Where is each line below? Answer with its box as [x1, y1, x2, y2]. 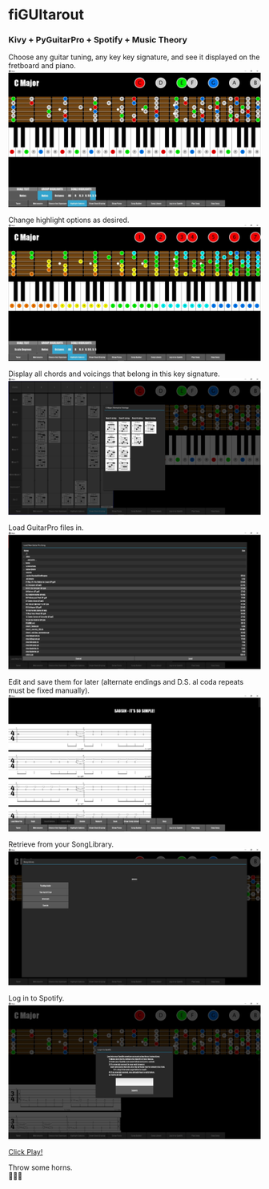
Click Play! [8, 1147, 43, 1157]
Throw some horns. [8, 1163, 73, 1172]
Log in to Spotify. [8, 993, 65, 1003]
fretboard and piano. [8, 61, 76, 71]
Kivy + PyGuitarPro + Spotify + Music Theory [8, 34, 188, 46]
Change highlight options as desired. [8, 215, 130, 224]
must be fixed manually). [8, 685, 90, 695]
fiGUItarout [8, 6, 84, 24]
